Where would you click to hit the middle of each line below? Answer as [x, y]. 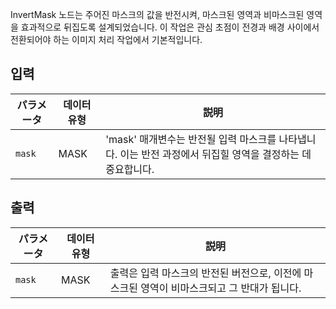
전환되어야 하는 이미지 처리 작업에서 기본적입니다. [106, 39]
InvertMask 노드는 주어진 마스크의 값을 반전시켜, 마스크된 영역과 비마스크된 [157, 14]
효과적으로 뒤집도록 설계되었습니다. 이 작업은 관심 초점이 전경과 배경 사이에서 [170, 27]
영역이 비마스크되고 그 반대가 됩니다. [221, 288]
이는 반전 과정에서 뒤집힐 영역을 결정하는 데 [215, 154]
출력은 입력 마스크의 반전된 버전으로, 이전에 [205, 273]
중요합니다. [130, 169]
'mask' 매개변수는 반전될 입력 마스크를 [191, 139]
